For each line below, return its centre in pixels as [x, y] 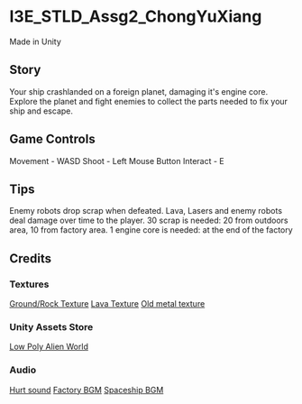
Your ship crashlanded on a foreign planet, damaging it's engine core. [139, 91]
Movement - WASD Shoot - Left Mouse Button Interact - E [117, 161]
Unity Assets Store [51, 326]
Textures [29, 284]
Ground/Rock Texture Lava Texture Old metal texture [107, 304]
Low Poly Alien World [49, 347]
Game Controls [53, 139]
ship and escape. [41, 111]
